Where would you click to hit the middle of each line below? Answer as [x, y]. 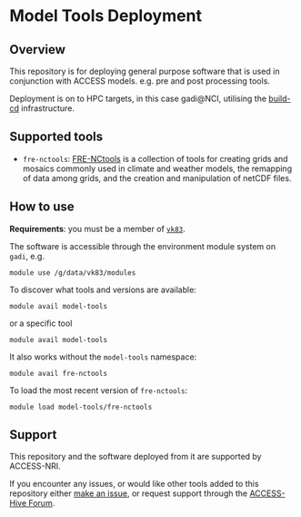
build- [279, 98]
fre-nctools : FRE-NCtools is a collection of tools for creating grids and [155, 158]
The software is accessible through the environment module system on [142, 246]
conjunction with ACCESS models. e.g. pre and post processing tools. [140, 81]
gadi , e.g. [27, 256]
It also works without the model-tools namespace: [103, 357]
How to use [42, 207]
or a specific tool [41, 323]
